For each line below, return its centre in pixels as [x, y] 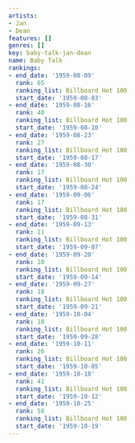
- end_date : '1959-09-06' [51, 195]
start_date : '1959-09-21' [59, 307]
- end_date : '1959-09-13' [51, 225]
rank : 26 [30, 352]
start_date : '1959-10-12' [59, 396]
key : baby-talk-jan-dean [50, 53]
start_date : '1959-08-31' [59, 217]
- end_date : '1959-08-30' [51, 165]
